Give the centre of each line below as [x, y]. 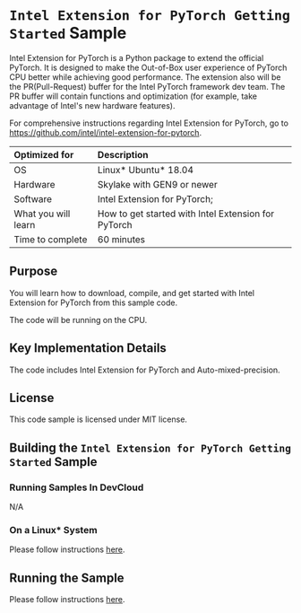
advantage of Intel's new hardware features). [92, 105]
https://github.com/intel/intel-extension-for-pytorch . [106, 132]
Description [123, 154]
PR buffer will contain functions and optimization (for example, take [133, 96]
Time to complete [51, 239]
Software [33, 198]
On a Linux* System [53, 530]
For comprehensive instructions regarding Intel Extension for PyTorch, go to [149, 123]
